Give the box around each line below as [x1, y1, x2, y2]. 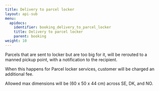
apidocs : [9, 20, 27, 26]
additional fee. [5, 71, 34, 77]
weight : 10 [5, 39, 27, 43]
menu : [5, 16, 16, 21]
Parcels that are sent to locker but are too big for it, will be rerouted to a [5, 52, 147, 57]
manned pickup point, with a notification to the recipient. [5, 56, 117, 63]
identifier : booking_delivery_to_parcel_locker [14, 25, 111, 30]
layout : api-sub [5, 12, 38, 16]
